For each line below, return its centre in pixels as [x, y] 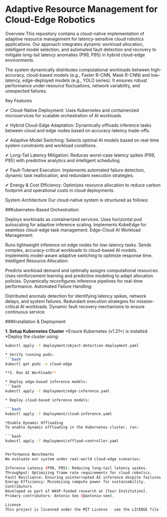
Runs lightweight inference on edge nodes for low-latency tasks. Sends [78, 245]
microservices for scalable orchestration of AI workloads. [64, 115]
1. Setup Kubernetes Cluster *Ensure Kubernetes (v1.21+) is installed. [77, 331]
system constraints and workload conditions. [51, 145]
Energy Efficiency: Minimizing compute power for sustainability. [75, 482]
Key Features [19, 100]
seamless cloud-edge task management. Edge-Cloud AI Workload [73, 230]
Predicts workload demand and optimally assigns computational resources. [82, 270]
